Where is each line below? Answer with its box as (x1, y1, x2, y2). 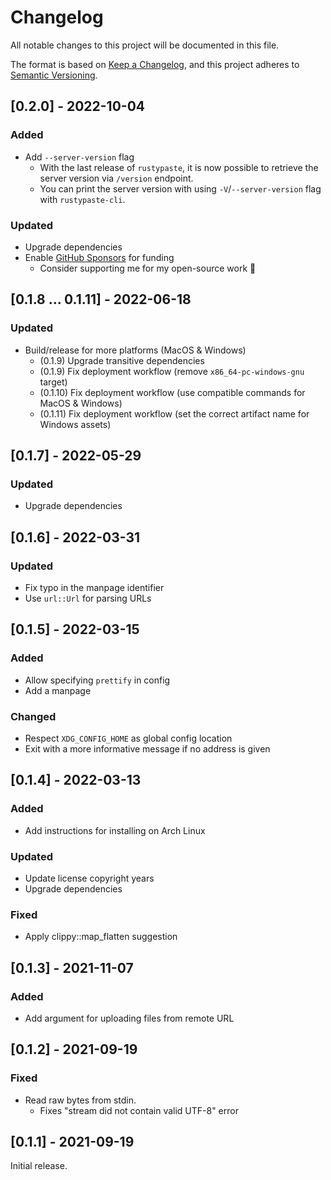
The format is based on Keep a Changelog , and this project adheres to (10, 58, 300, 70)
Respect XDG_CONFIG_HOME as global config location (24, 732, 233, 744)
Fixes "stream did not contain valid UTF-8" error (39, 1104, 239, 1116)
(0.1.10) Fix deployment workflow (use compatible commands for (39, 386, 306, 398)
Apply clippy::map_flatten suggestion (24, 931, 178, 943)
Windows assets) (39, 418, 112, 430)
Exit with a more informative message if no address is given (24, 742, 271, 755)
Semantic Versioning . (10, 69, 98, 81)
